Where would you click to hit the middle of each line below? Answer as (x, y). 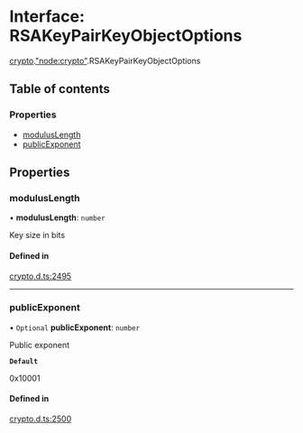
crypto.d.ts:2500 (41, 419)
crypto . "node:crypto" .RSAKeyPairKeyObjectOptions (105, 60)
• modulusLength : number (57, 217)
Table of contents (60, 89)
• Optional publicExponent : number (75, 327)
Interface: (47, 17)
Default (24, 361)
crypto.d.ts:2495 (41, 276)
